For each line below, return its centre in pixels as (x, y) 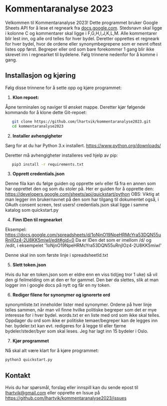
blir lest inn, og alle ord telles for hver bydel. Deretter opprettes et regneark (82, 39)
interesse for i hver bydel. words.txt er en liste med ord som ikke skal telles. (83, 315)
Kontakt (18, 375)
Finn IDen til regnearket (37, 220)
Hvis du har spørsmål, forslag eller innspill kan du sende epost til (72, 387)
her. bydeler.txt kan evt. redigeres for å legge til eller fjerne (66, 326)
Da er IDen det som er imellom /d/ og (113, 240)
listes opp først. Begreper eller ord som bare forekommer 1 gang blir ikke (80, 49)
